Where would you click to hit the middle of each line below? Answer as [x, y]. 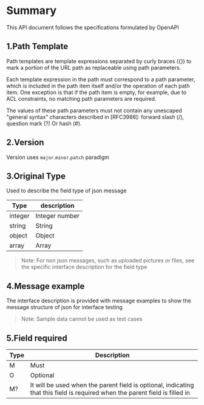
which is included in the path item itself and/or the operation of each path [98, 86]
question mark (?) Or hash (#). [44, 123]
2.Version [25, 142]
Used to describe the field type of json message [66, 191]
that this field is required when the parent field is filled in [110, 393]
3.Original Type [36, 176]
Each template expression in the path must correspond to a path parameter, [101, 79]
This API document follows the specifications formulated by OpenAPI [93, 27]
